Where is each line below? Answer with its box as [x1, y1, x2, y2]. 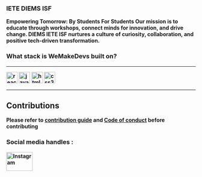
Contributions [6, 101, 60, 111]
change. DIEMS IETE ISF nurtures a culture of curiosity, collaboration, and [6, 31, 194, 38]
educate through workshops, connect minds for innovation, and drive [6, 24, 184, 31]
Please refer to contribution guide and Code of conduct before [6, 116, 165, 124]
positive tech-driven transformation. [6, 37, 100, 45]
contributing [6, 123, 38, 130]
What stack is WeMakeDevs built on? [6, 52, 117, 61]
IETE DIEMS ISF [6, 4, 52, 13]
